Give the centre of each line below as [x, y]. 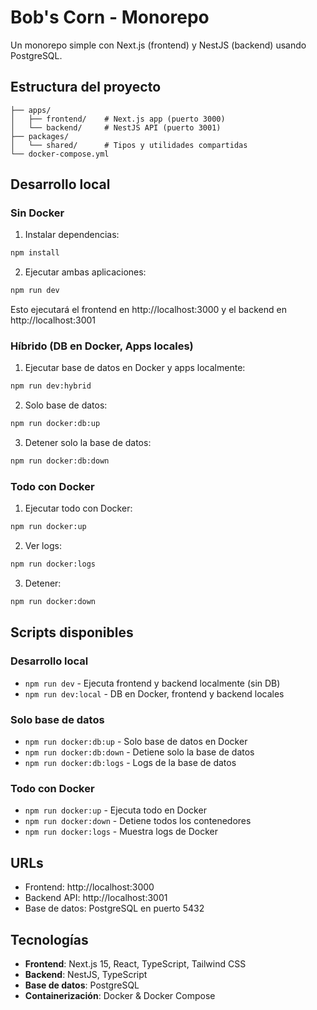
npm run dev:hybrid [51, 386]
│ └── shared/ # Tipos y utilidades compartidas [129, 145]
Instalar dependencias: [72, 235]
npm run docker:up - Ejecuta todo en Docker [115, 810]
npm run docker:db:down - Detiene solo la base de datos [139, 752]
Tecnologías [49, 939]
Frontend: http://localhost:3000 [89, 887]
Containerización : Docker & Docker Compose [120, 995]
